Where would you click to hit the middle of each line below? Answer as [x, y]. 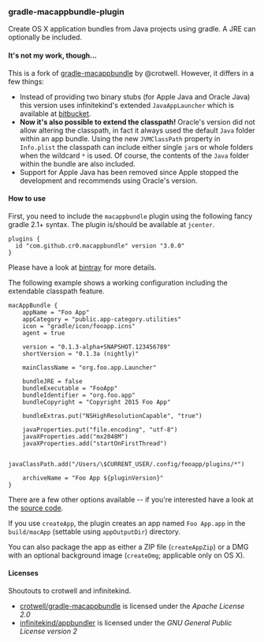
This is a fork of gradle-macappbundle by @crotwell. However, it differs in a [131, 73]
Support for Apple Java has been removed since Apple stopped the [129, 172]
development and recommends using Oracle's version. [108, 181]
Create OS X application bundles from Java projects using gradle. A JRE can [132, 29]
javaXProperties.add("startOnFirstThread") [95, 443]
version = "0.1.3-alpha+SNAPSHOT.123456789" [97, 347]
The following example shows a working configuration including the [118, 282]
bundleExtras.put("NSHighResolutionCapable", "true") [112, 416]
